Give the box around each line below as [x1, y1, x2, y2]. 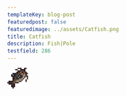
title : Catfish [7, 33, 51, 40]
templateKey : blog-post [7, 11, 76, 18]
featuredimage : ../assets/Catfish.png [7, 26, 119, 32]
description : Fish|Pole [7, 40, 76, 48]
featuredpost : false [7, 18, 67, 26]
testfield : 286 [7, 48, 51, 55]
